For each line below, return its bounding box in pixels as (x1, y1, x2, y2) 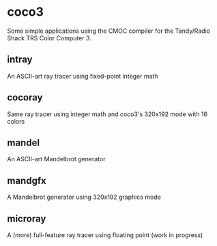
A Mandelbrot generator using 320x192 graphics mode (7, 193, 162, 202)
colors (7, 117, 25, 125)
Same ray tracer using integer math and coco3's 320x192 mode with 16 (7, 110, 208, 118)
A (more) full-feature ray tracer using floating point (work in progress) (7, 231, 203, 239)
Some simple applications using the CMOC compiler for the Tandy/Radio (7, 27, 210, 35)
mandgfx (7, 175, 46, 187)
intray (7, 54, 33, 66)
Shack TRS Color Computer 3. (7, 33, 92, 42)
